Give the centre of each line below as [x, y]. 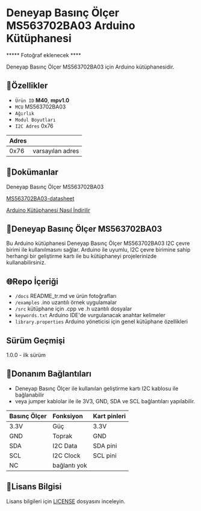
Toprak [62, 436]
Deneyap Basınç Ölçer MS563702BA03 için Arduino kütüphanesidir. [90, 67]
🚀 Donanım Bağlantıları [49, 374]
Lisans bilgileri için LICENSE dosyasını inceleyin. [66, 501]
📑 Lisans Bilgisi [34, 487]
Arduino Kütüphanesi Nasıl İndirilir [48, 210]
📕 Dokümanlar [32, 172]
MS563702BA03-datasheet [40, 198]
